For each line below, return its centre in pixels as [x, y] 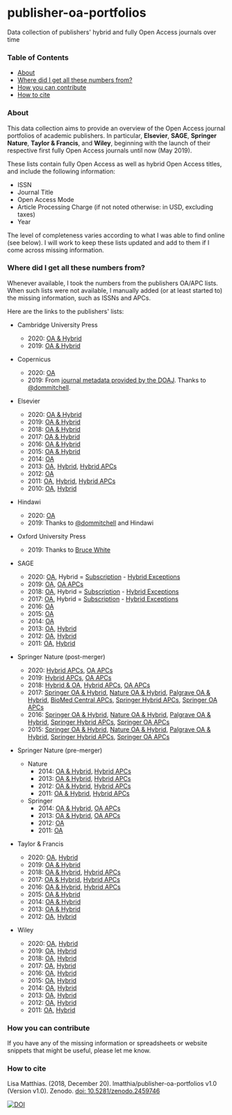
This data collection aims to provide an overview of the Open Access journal [116, 128]
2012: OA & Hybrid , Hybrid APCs [84, 786]
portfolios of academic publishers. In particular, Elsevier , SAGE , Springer [112, 135]
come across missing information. [56, 250]
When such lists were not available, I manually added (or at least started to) [115, 290]
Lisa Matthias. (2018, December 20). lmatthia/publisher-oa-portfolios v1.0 [112, 1084]
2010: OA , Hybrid [52, 488]
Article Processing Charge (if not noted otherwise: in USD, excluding [115, 207]
